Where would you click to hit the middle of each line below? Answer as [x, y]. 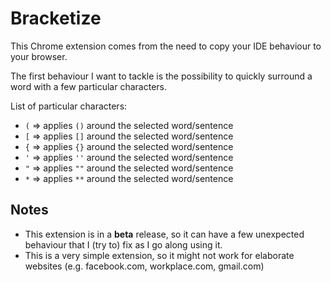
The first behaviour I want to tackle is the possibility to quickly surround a [161, 76]
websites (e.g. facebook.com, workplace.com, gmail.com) [144, 266]
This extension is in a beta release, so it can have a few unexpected [164, 234]
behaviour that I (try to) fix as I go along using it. [123, 244]
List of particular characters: [69, 106]
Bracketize [56, 18]
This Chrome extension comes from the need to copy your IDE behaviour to [166, 46]
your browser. [39, 56]
